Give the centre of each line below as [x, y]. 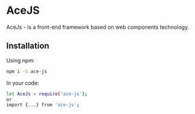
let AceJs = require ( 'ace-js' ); [47, 94]
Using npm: [21, 60]
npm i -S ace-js [27, 71]
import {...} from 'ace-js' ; [43, 105]
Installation [28, 46]
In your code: [23, 83]
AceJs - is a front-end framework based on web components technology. [98, 27]
